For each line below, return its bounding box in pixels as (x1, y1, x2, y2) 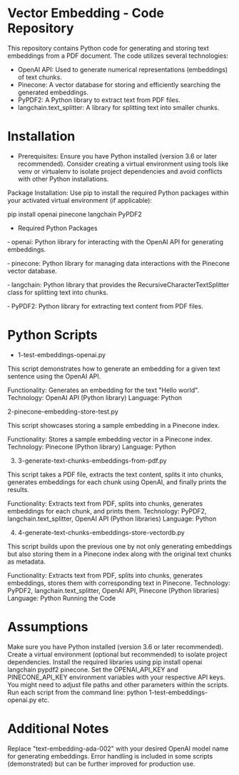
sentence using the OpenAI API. (7, 371, 101, 380)
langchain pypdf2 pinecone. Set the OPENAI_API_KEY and (7, 665, 178, 674)
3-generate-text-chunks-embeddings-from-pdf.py (17, 456, 167, 465)
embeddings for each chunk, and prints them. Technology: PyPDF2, (7, 506, 207, 515)
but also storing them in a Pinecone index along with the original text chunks (7, 549, 232, 558)
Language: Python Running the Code (7, 594, 116, 602)
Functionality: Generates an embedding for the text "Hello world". (7, 386, 200, 394)
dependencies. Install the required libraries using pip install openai (7, 657, 203, 666)
